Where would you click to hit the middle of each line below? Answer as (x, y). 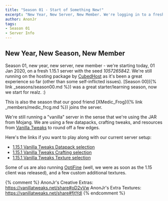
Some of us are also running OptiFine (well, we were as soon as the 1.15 (79, 167)
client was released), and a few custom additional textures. (66, 172)
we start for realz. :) (25, 92)
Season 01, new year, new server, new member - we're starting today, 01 (80, 65)
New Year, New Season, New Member (65, 53)
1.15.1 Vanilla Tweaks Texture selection (51, 157)
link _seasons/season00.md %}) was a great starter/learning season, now (81, 87)
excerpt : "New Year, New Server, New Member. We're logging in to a (78, 15)
